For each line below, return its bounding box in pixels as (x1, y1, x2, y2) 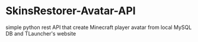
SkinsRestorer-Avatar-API (5, 4, 136, 18)
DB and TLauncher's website (5, 30, 76, 37)
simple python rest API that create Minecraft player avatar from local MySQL (5, 24, 192, 31)
